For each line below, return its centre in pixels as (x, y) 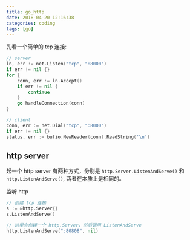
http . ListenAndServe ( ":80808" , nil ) (52, 231)
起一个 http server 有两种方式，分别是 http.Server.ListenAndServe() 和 (95, 171)
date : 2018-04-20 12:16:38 (40, 18)
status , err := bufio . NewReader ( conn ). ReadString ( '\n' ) (78, 137)
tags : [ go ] (20, 29)
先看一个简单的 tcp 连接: (36, 47)
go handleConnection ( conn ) (51, 104)
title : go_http (25, 12)
